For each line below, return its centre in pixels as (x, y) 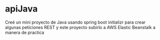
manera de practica (25, 32)
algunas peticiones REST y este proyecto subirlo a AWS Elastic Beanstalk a (80, 27)
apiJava (21, 9)
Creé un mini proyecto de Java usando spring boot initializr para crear (75, 22)
